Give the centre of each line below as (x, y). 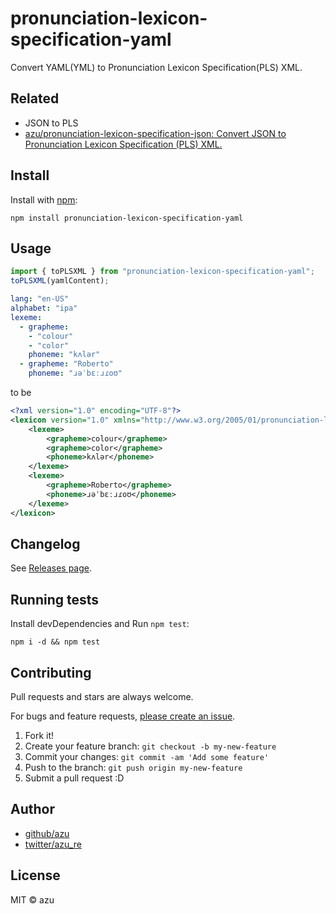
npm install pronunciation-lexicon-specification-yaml (127, 218)
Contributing (51, 672)
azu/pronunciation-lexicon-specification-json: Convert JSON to (155, 133)
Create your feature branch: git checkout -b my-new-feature (150, 746)
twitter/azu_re (53, 844)
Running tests (55, 599)
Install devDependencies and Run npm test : (100, 624)
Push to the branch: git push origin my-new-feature (133, 767)
